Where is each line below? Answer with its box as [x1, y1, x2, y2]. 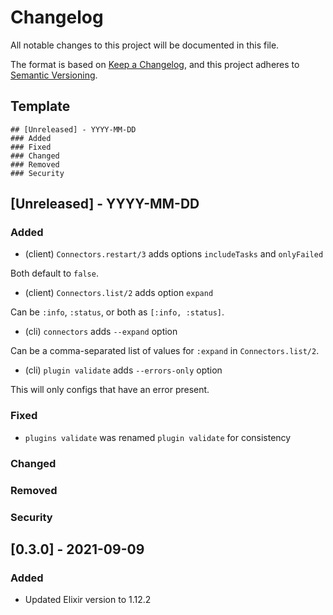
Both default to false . [10, 267, 99, 280]
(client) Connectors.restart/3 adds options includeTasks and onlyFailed [24, 248, 324, 260]
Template [10, 98, 71, 115]
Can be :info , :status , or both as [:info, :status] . [10, 306, 225, 318]
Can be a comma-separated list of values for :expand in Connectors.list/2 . [10, 345, 320, 357]
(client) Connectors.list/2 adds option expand [24, 287, 214, 299]
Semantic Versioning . [10, 69, 98, 81]
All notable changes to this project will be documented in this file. [10, 39, 280, 51]
